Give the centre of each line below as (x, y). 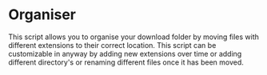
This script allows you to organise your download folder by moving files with (134, 37)
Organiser (42, 15)
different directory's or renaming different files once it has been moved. (126, 62)
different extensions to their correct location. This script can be (112, 45)
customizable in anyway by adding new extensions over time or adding (125, 53)
